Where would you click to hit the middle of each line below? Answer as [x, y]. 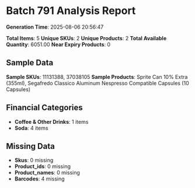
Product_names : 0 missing [47, 173]
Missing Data [31, 146]
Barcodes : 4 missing [40, 179]
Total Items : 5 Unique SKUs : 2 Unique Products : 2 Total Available [86, 38]
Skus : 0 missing [34, 160]
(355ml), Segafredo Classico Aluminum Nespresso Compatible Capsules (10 [97, 83]
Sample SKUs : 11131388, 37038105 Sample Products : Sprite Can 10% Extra [97, 76]
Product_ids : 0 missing [43, 166]
